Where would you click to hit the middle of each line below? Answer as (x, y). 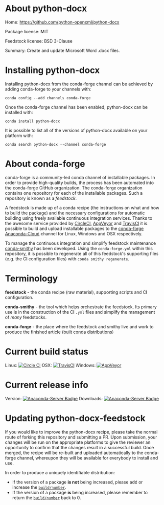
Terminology (31, 278)
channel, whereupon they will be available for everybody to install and (87, 458)
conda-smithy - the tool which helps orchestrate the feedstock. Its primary (81, 307)
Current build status (47, 352)
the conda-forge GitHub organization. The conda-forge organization (74, 188)
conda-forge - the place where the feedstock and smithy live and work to (79, 326)
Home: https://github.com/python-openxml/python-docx (62, 22)
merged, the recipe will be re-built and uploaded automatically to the (74, 453)
